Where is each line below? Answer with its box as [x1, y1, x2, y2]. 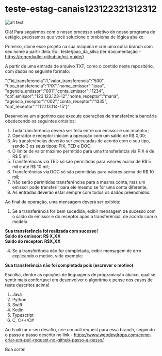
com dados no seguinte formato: [5, 68, 70, 74]
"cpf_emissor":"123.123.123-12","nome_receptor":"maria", [5, 93, 119, 99]
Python [12, 296, 27, 302]
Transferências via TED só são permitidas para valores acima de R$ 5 [12, 158, 151, 164]
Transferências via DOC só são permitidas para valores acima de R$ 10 [12, 169, 154, 174]
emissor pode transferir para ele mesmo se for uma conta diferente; [12, 184, 148, 190]
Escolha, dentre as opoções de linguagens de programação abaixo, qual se [5, 271, 156, 277]
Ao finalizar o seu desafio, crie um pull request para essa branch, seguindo [5, 326, 155, 332]
